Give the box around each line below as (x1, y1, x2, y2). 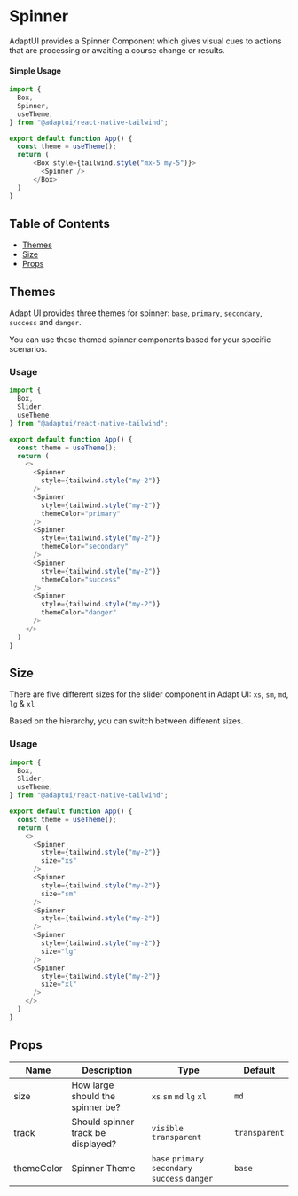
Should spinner (71, 1115, 135, 1128)
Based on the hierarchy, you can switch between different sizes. (9, 715, 244, 726)
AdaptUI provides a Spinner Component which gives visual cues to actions (9, 35, 282, 46)
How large (71, 1079, 114, 1091)
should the (71, 1090, 116, 1102)
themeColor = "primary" (41, 509, 122, 518)
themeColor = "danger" (41, 608, 117, 617)
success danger (151, 1173, 214, 1184)
